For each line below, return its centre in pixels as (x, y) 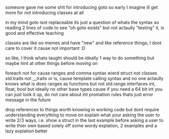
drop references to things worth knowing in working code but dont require (82, 110)
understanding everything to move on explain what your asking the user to (82, 115)
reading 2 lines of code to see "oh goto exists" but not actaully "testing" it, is (85, 28)
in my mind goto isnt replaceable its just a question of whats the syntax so (82, 22)
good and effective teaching (35, 33)
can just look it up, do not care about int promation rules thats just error (79, 94)
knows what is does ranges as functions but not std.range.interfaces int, (80, 84)
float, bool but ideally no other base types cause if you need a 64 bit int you (84, 89)
